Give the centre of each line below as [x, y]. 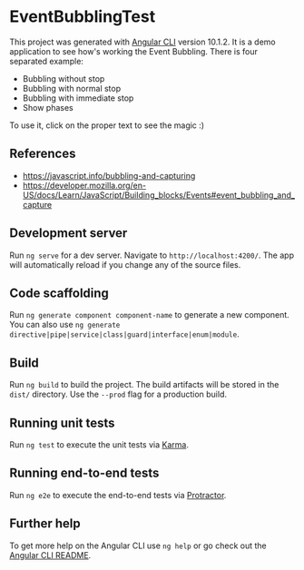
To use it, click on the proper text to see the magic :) [107, 125]
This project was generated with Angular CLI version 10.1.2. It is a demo [142, 42]
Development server [69, 233]
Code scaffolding [59, 293]
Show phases [48, 107]
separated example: [47, 61]
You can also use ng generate [65, 325]
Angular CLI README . [50, 555]
